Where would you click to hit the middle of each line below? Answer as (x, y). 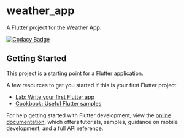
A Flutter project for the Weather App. (54, 27)
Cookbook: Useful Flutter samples (58, 103)
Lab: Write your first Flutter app (55, 97)
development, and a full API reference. (55, 128)
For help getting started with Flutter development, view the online (89, 115)
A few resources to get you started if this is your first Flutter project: (92, 85)
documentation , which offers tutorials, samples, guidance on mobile (92, 122)
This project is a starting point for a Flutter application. (75, 73)
